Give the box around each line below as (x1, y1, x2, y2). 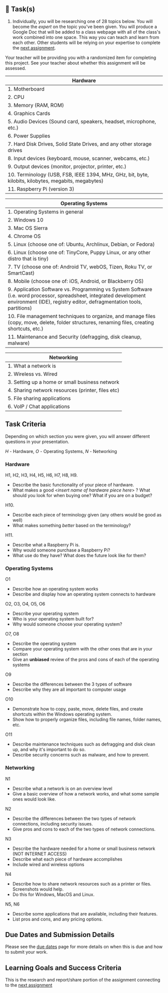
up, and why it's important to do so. (12, 746, 86, 752)
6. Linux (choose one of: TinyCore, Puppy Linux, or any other (7, 248, 151, 255)
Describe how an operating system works (12, 586, 98, 592)
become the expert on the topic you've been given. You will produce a (12, 23, 157, 29)
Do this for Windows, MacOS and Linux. (12, 891, 95, 897)
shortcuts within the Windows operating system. (12, 711, 112, 717)
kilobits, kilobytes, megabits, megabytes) (7, 177, 104, 184)
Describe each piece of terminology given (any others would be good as (12, 511, 162, 517)
